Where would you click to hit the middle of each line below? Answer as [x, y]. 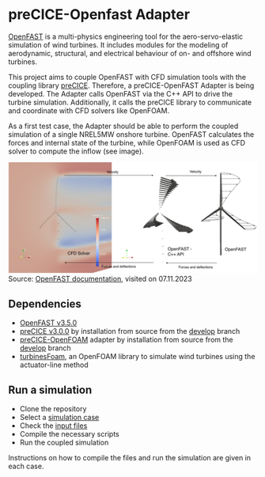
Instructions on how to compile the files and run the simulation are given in [130, 458]
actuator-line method [54, 365]
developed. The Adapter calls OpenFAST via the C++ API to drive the [121, 93]
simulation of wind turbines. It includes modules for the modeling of [118, 44]
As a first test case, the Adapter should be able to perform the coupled [123, 126]
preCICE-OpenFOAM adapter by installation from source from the [126, 340]
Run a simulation [50, 390]
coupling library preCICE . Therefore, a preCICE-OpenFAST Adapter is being [131, 85]
